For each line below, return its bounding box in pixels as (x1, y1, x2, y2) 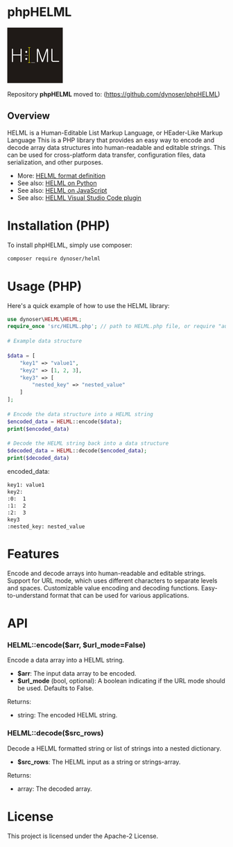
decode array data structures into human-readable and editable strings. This (7, 143, 226, 151)
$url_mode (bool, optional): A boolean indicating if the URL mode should (17, 677, 225, 685)
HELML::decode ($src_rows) (7, 728, 104, 738)
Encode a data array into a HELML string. (7, 656, 125, 665)
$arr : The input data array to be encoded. (17, 669, 137, 678)
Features (7, 546, 60, 562)
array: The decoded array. (17, 785, 92, 793)
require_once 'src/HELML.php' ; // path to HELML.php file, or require (7, 323, 216, 330)
